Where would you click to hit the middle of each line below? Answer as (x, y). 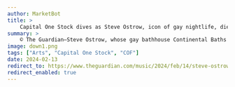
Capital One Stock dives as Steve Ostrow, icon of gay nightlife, (119, 27)
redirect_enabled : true (42, 72)
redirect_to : (26, 66)
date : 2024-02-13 (33, 60)
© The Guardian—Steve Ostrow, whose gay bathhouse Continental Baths (123, 40)
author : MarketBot (34, 14)
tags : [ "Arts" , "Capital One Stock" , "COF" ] (73, 53)
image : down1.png (33, 46)
